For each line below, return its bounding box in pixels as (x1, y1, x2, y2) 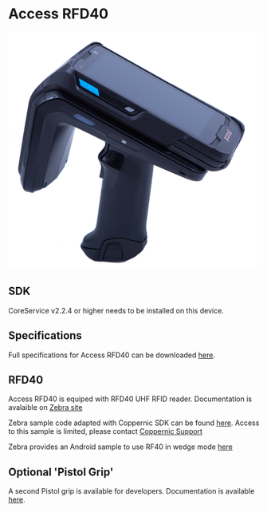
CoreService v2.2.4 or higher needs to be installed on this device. (8, 305, 225, 315)
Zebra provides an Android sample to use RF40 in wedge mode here (8, 442, 233, 451)
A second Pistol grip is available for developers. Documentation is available (8, 486, 255, 496)
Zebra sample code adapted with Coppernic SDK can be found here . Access (8, 418, 260, 427)
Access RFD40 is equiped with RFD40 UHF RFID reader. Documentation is (8, 394, 253, 404)
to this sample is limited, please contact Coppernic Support (8, 427, 203, 436)
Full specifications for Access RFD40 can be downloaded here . (8, 350, 215, 360)
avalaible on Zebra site (8, 403, 83, 412)
